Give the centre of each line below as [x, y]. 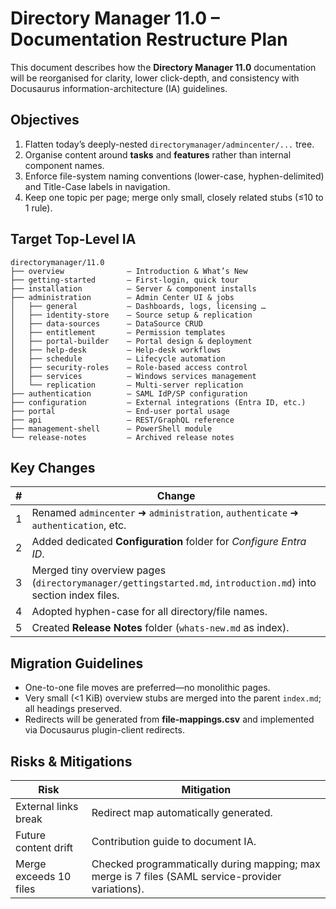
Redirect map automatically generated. [182, 812]
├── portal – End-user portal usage [120, 411]
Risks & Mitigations [71, 761]
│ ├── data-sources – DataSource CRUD [106, 323]
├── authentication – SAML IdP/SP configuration [129, 393]
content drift [44, 847]
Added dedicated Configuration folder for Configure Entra [169, 542]
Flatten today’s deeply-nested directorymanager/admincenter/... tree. [169, 144]
